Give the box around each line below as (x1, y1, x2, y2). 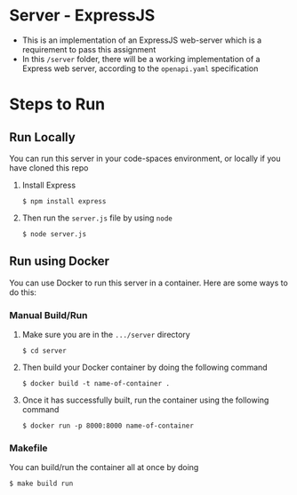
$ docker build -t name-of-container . (21, 379, 171, 388)
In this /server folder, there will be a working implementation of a (21, 53, 261, 64)
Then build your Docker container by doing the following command (21, 362, 269, 373)
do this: (9, 286, 37, 298)
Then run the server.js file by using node (21, 212, 173, 223)
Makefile (9, 442, 48, 454)
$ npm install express (21, 196, 107, 205)
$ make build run (9, 479, 74, 489)
